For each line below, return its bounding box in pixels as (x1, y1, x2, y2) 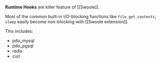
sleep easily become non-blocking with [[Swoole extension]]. (5, 19, 128, 24)
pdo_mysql (12, 38, 35, 43)
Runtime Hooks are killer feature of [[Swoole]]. (5, 4, 100, 10)
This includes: (5, 28, 33, 34)
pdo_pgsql (12, 43, 34, 48)
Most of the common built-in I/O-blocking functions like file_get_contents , (5, 14, 156, 19)
